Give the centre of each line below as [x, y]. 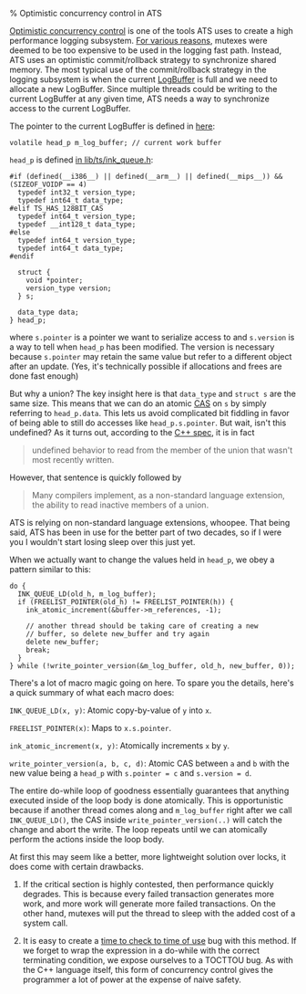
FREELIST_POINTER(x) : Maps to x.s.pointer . [90, 728]
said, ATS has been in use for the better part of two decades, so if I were [146, 532]
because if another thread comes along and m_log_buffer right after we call [151, 810]
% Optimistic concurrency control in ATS [86, 13]
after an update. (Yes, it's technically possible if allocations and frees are [146, 366]
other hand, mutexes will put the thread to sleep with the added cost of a [159, 913]
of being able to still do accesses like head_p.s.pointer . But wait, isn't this [148, 423]
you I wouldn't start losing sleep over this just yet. [102, 542]
